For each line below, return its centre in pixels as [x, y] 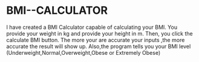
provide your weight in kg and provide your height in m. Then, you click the [99, 33]
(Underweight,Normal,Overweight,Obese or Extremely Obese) [83, 52]
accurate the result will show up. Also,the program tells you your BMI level [99, 46]
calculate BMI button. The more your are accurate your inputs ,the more [96, 40]
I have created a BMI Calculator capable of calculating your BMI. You [92, 27]
